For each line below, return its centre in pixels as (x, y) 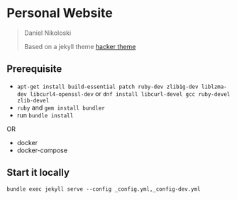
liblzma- (214, 87)
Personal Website (60, 13)
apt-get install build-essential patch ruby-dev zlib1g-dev (108, 87)
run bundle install (45, 115)
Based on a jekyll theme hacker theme (80, 46)
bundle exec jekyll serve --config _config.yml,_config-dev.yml (104, 189)
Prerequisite (34, 69)
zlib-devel (33, 100)
